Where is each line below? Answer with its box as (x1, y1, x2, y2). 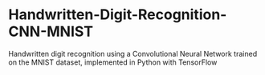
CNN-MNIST (8, 22, 94, 41)
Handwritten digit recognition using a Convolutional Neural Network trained (8, 49, 258, 58)
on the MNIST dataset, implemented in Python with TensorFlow (8, 57, 218, 67)
